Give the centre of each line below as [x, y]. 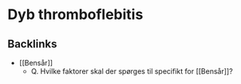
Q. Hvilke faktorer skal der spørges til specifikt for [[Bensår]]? [132, 71]
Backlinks [32, 44]
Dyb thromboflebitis [75, 15]
